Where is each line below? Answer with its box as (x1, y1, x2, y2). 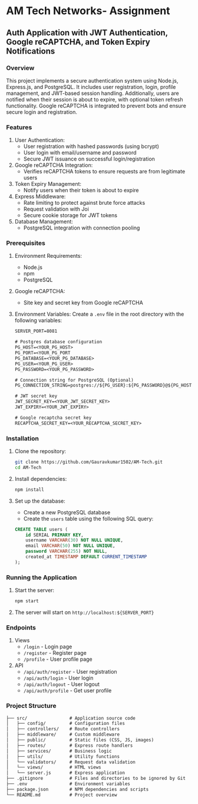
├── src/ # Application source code (6, 715, 136, 721)
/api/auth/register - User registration (23, 668, 117, 675)
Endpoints (6, 623, 37, 632)
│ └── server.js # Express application (6, 770, 126, 776)
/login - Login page (23, 643, 72, 650)
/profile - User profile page (23, 656, 93, 663)
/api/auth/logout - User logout (23, 681, 100, 688)
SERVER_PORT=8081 (14, 329, 58, 334)
